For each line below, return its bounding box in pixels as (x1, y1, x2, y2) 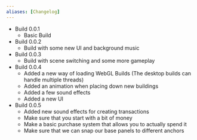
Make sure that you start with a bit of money (23, 114, 133, 121)
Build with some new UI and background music (23, 44, 140, 51)
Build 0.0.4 (14, 63, 42, 71)
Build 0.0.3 (14, 50, 42, 57)
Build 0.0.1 (14, 25, 40, 32)
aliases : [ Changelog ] (6, 8, 60, 15)
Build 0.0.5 (14, 101, 42, 108)
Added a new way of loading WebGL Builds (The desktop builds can (23, 69, 192, 77)
